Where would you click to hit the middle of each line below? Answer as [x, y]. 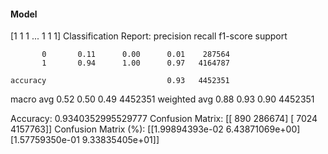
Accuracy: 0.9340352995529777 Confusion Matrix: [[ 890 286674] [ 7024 [164, 119]
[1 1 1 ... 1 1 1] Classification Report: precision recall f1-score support [149, 36]
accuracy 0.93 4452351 [120, 81]
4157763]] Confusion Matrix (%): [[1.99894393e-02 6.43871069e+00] [155, 129]
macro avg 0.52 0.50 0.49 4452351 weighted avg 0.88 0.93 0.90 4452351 [162, 99]
